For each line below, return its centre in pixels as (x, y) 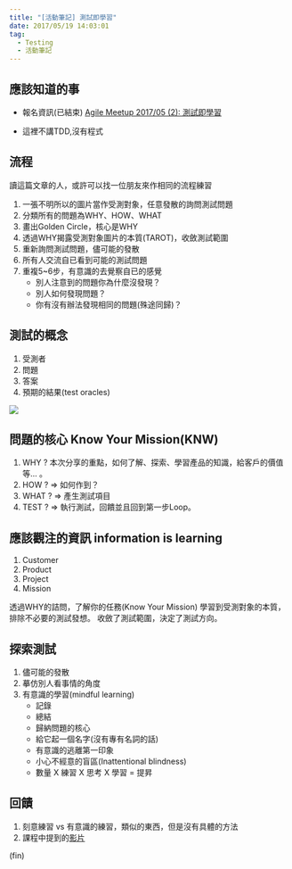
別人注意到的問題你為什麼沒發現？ (98, 282)
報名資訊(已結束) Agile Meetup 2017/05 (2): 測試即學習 (122, 112)
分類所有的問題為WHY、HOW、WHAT (92, 215)
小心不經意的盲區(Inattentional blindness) (111, 761)
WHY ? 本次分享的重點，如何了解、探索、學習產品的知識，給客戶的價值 (153, 463)
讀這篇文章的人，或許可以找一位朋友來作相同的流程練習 (110, 185)
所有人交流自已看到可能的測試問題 (85, 260)
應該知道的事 (45, 89)
